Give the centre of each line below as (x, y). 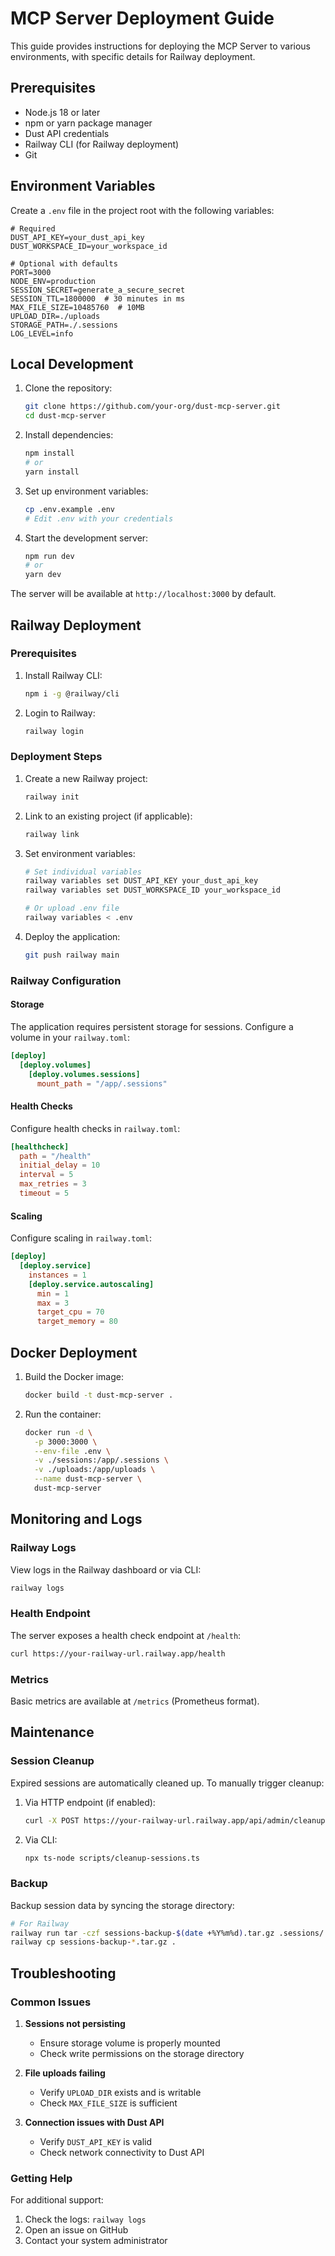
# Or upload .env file (72, 908)
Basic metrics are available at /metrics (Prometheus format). (135, 1701)
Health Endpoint (50, 1614)
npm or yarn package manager (88, 123)
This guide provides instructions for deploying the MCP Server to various (161, 46)
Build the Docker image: (74, 1376)
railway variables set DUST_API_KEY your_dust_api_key (141, 881)
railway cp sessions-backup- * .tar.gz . (93, 1942)
